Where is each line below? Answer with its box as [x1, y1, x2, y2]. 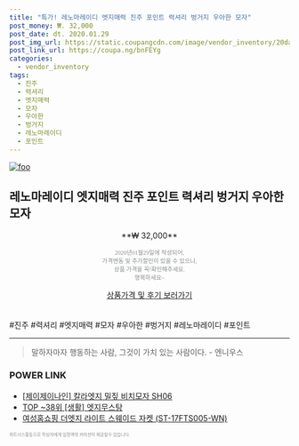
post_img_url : [9, 37, 62, 47]
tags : [9, 71, 29, 80]
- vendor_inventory [17, 63, 90, 72]
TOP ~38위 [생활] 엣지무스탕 [21, 402, 123, 412]
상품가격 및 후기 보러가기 [106, 290, 193, 300]
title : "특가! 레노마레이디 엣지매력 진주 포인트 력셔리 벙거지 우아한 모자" [9, 12, 252, 22]
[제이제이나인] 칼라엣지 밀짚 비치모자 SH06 [21, 390, 173, 401]
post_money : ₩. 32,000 [9, 21, 93, 30]
